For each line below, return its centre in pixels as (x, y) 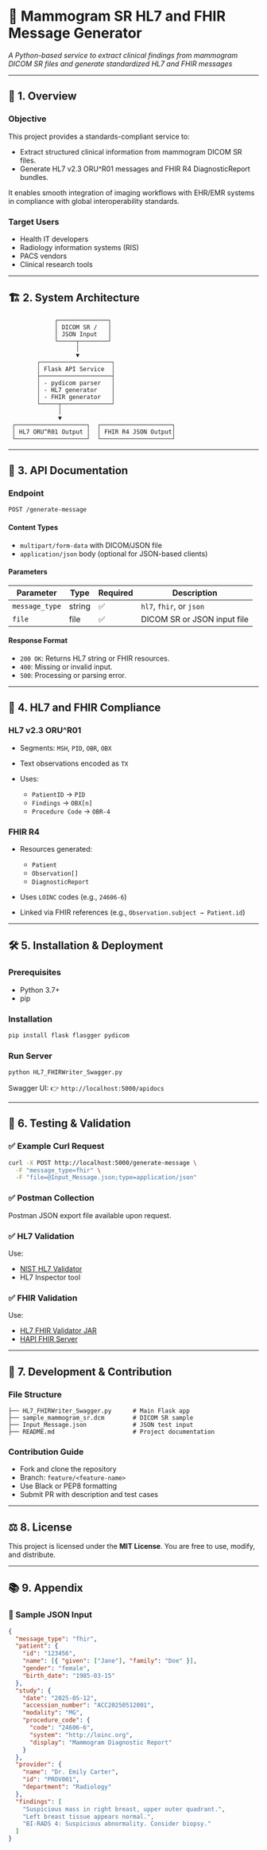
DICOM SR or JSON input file (195, 619)
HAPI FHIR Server (48, 1339)
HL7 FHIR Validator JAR (58, 1331)
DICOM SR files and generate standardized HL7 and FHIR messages (120, 64)
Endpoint (26, 493)
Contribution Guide (46, 1452)
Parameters (28, 572)
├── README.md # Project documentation (112, 1432)
